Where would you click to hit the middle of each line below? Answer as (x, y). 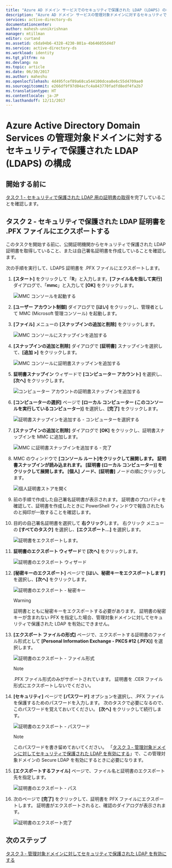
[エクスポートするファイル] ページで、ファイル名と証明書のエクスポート (89, 771)
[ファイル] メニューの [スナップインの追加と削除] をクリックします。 (85, 324)
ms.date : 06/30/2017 (28, 72)
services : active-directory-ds (39, 19)
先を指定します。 (31, 777)
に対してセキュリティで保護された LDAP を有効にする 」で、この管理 (89, 754)
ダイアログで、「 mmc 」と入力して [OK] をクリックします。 (75, 285)
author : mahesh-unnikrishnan (37, 29)
